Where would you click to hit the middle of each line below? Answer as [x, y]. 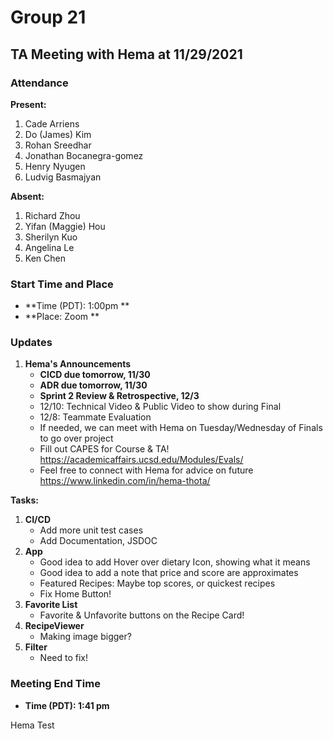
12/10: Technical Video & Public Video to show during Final [160, 407]
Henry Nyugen [55, 166]
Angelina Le [49, 247]
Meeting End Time [55, 684]
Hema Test [32, 725]
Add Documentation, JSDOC [98, 541]
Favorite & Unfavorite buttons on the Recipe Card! [142, 615]
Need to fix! [63, 658]
